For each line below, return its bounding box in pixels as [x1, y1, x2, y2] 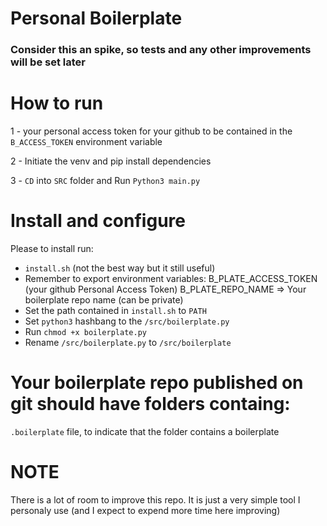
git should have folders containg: [10, 393, 291, 416]
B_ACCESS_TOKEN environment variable [10, 136, 163, 148]
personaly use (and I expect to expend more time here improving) [10, 504, 281, 516]
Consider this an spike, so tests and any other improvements [10, 43, 312, 57]
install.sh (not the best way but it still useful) [24, 262, 216, 274]
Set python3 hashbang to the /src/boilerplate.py [24, 315, 230, 327]
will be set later [10, 55, 86, 69]
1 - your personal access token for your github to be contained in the [10, 125, 293, 137]
